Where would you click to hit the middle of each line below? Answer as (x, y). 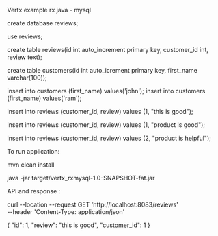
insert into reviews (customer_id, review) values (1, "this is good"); (100, 111)
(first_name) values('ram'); (44, 98)
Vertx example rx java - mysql (49, 10)
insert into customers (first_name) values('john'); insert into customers (106, 91)
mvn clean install (31, 165)
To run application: (33, 151)
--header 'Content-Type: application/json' (66, 212)
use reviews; (25, 36)
